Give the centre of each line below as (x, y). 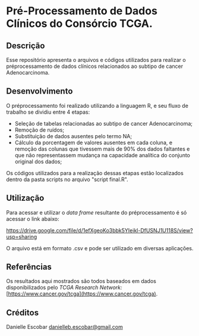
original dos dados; (38, 161)
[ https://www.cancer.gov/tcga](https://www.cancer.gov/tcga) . (82, 294)
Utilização (25, 198)
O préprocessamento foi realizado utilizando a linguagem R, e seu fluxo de (97, 105)
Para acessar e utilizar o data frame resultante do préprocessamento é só (97, 212)
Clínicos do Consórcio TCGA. (79, 24)
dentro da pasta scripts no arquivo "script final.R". (67, 179)
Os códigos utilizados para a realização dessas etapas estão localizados (95, 173)
